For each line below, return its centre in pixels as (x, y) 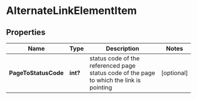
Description (123, 49)
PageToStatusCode (36, 73)
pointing (101, 87)
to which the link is (115, 80)
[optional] (174, 73)
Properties (26, 32)
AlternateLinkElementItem (72, 11)
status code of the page (122, 73)
